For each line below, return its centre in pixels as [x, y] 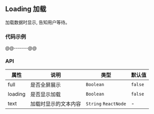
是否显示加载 [45, 94]
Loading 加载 [26, 9]
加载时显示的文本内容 [56, 104]
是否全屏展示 [45, 85]
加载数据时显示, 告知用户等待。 [37, 22]
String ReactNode [106, 104]
